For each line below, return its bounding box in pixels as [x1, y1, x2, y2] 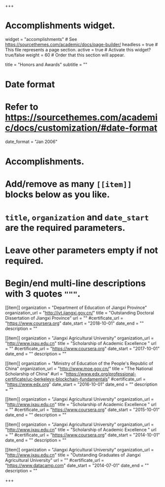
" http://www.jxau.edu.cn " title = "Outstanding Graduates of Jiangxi [5, 452, 141, 458]
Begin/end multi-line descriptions [5, 278, 146, 289]
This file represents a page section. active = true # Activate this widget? [5, 46, 151, 52]
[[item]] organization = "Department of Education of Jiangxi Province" [5, 304, 147, 310]
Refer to [5, 102, 38, 112]
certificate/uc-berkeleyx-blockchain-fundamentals [5, 376, 108, 382]
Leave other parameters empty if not [5, 245, 159, 256]
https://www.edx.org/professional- [66, 371, 136, 376]
